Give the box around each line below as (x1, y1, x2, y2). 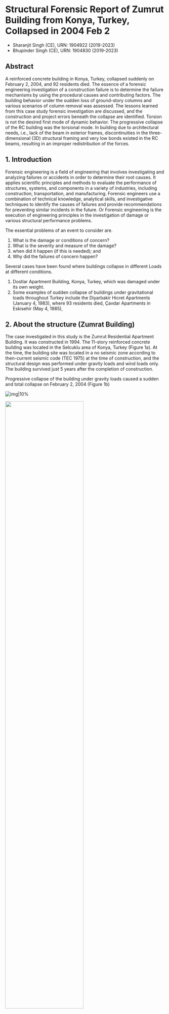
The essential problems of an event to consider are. (5, 227, 113, 233)
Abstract (5, 62, 34, 71)
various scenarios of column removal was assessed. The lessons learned (5, 103, 158, 109)
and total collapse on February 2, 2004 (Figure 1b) (5, 381, 110, 387)
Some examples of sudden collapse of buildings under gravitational (12, 289, 153, 295)
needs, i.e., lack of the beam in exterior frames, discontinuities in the (5, 130, 148, 136)
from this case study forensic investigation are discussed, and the (5, 108, 143, 114)
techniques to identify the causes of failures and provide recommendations (5, 201, 162, 207)
